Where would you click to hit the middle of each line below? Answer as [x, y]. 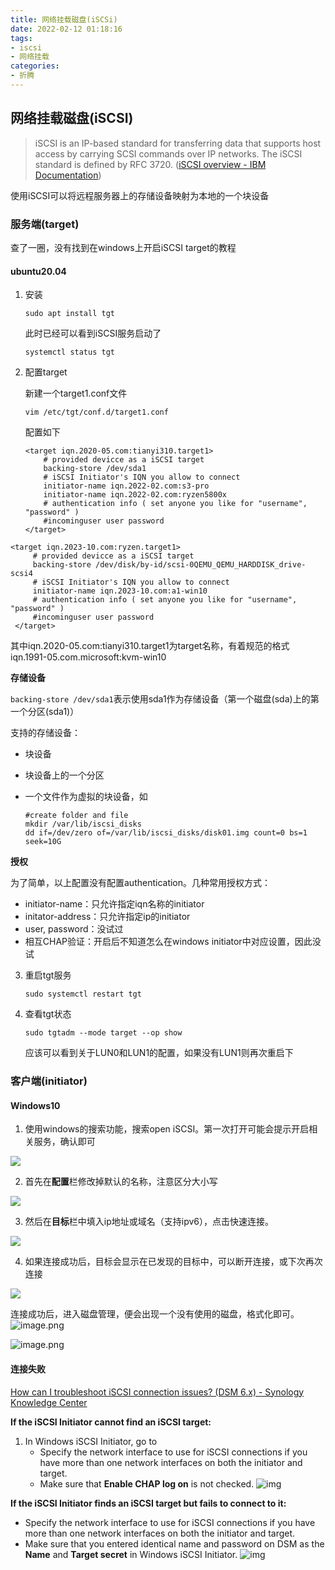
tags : [21, 38]
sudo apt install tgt [69, 314]
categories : [35, 66]
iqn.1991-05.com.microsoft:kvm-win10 [88, 657]
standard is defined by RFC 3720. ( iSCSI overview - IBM [150, 164]
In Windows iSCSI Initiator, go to [91, 1441]
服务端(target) [45, 224]
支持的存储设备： [45, 733]
